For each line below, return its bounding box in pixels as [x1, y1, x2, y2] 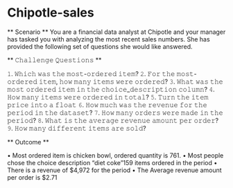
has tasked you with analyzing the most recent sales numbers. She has [7, 35, 210, 43]
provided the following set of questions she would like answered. [7, 42, 193, 50]
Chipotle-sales [7, 5, 95, 21]
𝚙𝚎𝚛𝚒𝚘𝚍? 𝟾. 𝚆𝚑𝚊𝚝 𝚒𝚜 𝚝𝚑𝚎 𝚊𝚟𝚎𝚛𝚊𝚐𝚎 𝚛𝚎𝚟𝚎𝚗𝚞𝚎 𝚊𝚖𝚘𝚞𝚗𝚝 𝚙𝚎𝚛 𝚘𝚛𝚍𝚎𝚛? [7, 116, 219, 124]
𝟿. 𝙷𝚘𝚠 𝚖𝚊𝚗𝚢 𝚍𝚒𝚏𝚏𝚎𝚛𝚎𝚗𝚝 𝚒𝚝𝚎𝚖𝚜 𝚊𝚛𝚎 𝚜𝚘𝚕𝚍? [7, 124, 147, 132]
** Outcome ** [7, 138, 50, 146]
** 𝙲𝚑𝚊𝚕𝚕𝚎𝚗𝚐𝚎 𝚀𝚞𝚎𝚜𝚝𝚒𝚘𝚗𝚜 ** [7, 55, 102, 64]
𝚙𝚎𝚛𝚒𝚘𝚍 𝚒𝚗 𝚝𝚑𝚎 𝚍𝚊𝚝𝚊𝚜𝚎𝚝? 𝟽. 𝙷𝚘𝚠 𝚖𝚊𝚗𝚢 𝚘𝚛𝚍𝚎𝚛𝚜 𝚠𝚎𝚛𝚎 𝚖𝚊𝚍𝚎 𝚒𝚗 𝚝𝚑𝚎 [7, 109, 223, 117]
